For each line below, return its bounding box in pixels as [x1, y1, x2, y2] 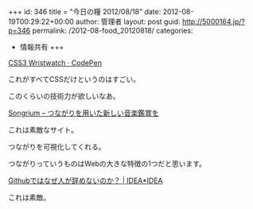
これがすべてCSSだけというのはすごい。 [8, 75, 141, 83]
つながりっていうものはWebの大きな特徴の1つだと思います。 [8, 159, 207, 168]
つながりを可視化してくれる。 [8, 142, 106, 151]
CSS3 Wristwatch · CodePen [8, 58, 102, 68]
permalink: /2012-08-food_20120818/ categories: [32, 26, 193, 35]
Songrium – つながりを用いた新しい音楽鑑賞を [8, 108, 159, 118]
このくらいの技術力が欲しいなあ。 [8, 91, 120, 101]
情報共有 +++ [19, 42, 64, 52]
